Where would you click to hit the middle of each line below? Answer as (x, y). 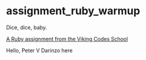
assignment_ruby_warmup (73, 11)
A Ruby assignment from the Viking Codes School (67, 39)
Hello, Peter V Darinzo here (39, 50)
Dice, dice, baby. (27, 27)
